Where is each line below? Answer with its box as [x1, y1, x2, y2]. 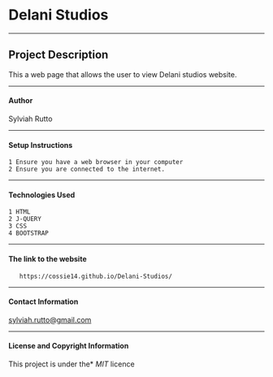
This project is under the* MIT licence [8, 359, 136, 369]
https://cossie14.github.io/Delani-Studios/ [19, 272, 173, 280]
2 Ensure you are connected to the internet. [8, 165, 165, 174]
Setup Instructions [8, 140, 73, 149]
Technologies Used [8, 189, 76, 200]
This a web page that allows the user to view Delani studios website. [8, 69, 237, 79]
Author [8, 96, 33, 106]
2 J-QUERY [8, 215, 42, 223]
